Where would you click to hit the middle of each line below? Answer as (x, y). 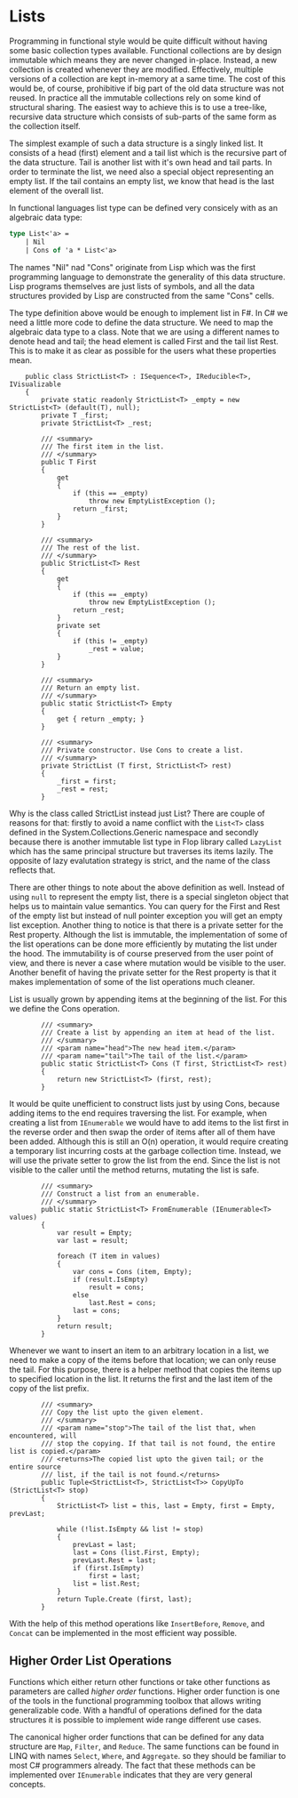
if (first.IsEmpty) (108, 1568)
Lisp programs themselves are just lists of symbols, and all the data (132, 286)
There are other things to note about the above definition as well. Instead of (147, 887)
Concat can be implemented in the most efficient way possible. (123, 1633)
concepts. (27, 1785)
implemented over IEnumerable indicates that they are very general (131, 1775)
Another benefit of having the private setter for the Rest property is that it (143, 972)
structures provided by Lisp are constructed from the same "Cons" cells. (142, 295)
